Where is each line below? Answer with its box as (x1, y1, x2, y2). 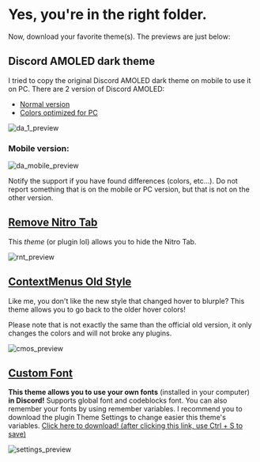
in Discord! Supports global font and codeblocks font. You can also (8, 396, 228, 405)
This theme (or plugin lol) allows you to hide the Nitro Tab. (8, 237, 197, 246)
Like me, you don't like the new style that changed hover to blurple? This (8, 296, 245, 305)
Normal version (19, 99, 70, 108)
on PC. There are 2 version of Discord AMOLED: (8, 84, 165, 93)
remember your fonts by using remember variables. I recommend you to (8, 404, 243, 414)
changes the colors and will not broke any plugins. (8, 328, 172, 338)
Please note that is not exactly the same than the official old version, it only (8, 320, 252, 329)
